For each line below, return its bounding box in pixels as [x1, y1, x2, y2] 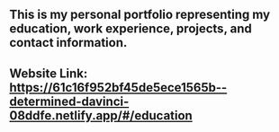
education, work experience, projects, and [9, 22, 252, 37]
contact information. [9, 35, 128, 50]
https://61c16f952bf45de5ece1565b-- [9, 80, 228, 95]
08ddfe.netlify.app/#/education [9, 108, 193, 123]
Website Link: [9, 66, 88, 81]
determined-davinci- [9, 93, 130, 109]
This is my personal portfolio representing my [9, 7, 271, 22]
